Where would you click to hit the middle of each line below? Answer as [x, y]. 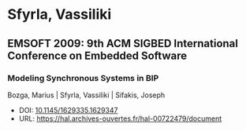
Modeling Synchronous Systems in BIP [83, 78]
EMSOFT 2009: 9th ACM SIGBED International [123, 44]
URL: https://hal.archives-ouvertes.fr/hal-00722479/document [120, 118]
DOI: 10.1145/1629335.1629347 [68, 110]
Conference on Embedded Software [97, 55]
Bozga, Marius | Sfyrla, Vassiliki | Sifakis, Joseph [86, 95]
